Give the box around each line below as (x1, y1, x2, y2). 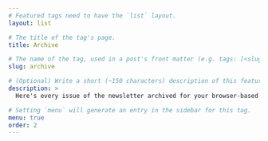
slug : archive (8, 63, 56, 71)
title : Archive (8, 41, 59, 49)
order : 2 (8, 121, 37, 129)
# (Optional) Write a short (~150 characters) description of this (8, 77, 238, 85)
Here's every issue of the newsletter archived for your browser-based (15, 92, 259, 100)
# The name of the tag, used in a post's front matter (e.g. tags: (8, 55, 238, 64)
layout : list (8, 19, 52, 27)
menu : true (8, 113, 45, 122)
